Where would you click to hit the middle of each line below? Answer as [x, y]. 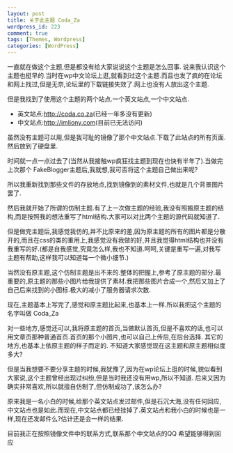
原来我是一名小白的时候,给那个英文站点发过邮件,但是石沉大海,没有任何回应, [114, 401]
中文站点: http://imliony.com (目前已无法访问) [80, 122]
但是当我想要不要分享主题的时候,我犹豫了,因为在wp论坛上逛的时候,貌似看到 [115, 369]
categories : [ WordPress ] [43, 46]
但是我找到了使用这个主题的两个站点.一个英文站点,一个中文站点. [98, 99]
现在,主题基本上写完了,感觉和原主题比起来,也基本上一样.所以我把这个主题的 [114, 305]
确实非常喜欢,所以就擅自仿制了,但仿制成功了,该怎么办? [85, 386]
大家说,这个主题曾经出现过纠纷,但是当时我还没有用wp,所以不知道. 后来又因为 [116, 378]
